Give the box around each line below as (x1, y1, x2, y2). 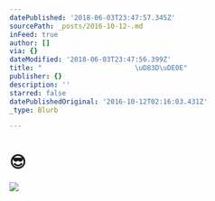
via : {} (9, 47, 39, 56)
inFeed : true (9, 30, 59, 39)
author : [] (9, 38, 51, 48)
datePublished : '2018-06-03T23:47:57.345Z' (9, 13, 176, 23)
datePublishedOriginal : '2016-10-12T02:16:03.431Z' (9, 96, 208, 106)
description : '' (9, 80, 70, 89)
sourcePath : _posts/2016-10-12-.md (9, 22, 144, 31)
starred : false (9, 88, 67, 97)
